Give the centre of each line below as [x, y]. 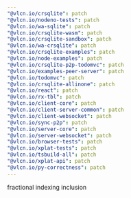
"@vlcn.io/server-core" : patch [52, 129]
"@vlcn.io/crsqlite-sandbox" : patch [59, 39]
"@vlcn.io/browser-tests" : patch [55, 142]
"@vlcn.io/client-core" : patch [52, 103]
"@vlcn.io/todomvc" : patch [46, 78]
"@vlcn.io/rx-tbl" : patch [44, 97]
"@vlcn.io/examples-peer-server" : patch [66, 71]
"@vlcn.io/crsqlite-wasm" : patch [55, 33]
